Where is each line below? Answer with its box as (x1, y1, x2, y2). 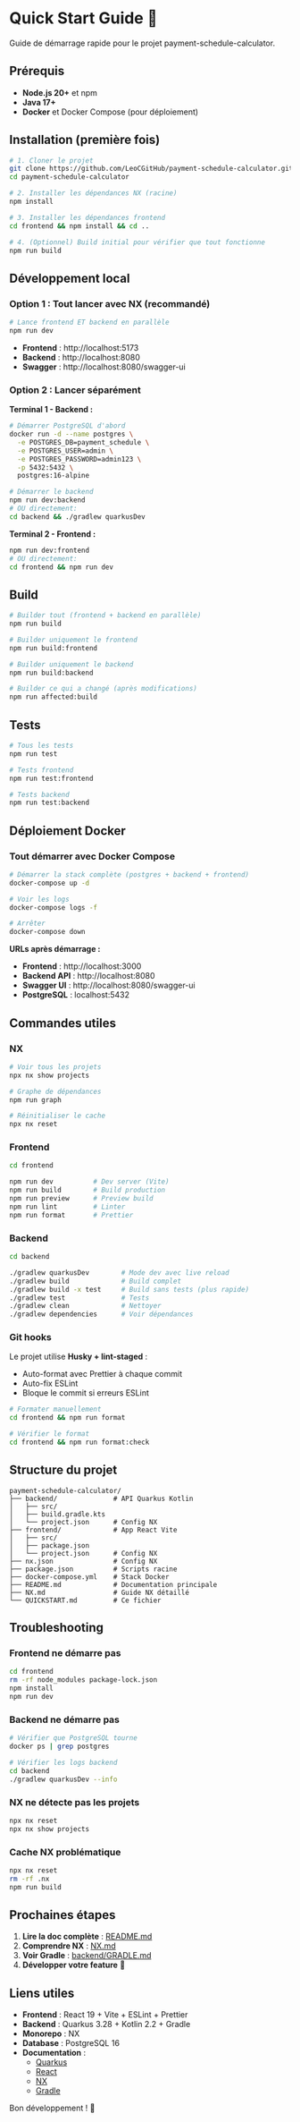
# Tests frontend (9, 765, 74, 775)
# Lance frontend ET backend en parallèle (9, 318, 170, 327)
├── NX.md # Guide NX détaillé (9, 1588, 190, 1597)
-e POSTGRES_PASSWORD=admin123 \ (17, 454, 142, 463)
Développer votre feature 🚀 (21, 1959, 126, 1971)
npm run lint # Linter (9, 1202, 126, 1211)
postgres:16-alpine (17, 471, 90, 480)
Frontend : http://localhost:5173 (21, 342, 139, 352)
